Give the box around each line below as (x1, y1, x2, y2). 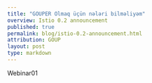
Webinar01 (7, 68, 39, 77)
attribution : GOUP (7, 37, 61, 44)
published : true (7, 23, 55, 30)
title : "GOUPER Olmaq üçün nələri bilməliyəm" (7, 10, 146, 18)
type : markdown (7, 50, 52, 57)
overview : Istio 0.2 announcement (7, 17, 109, 24)
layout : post (7, 43, 46, 50)
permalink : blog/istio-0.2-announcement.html (7, 30, 142, 37)
